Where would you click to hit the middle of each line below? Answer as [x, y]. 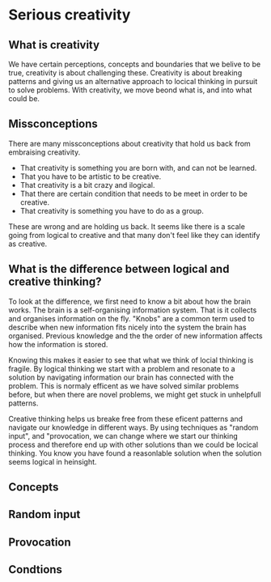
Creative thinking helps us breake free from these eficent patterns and [126, 418]
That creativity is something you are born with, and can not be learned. [138, 168]
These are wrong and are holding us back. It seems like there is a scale [127, 226]
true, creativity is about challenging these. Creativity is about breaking [125, 73]
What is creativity [54, 45]
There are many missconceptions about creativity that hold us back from [129, 143]
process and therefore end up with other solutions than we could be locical [133, 444]
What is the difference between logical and [119, 269]
